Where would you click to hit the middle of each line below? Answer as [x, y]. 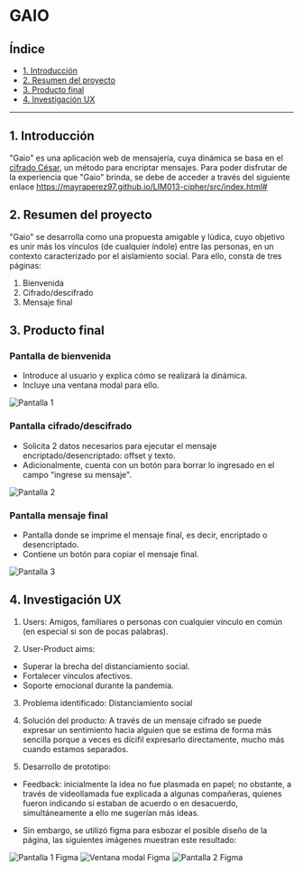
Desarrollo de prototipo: [66, 766]
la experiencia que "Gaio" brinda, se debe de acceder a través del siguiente [150, 177]
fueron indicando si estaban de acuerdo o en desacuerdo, [130, 803]
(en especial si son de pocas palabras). [95, 631]
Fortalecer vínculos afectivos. [77, 675]
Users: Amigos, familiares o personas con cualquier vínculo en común [152, 621]
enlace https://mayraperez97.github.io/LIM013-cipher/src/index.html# [138, 187]
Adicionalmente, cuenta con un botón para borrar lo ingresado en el [148, 464]
